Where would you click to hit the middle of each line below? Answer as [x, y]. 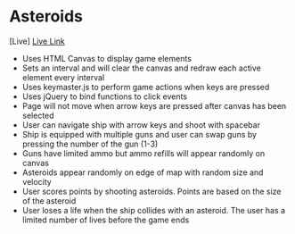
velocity [37, 181]
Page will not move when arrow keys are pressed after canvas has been [154, 105]
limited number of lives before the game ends [106, 220]
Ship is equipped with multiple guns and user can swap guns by [139, 134]
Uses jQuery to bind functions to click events [105, 96]
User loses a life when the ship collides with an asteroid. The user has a [154, 210]
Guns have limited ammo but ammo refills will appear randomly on [143, 153]
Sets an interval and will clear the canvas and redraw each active [141, 68]
